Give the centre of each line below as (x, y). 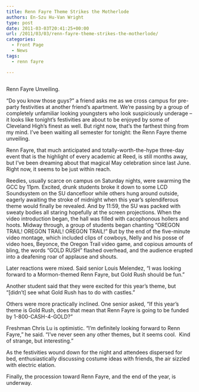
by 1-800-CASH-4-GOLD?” (40, 316)
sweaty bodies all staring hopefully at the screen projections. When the (94, 212)
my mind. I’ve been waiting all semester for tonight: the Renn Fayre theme (97, 132)
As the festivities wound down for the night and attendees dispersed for (94, 352)
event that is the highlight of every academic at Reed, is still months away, (97, 156)
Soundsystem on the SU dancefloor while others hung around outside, (93, 193)
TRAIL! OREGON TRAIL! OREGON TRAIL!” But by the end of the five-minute (98, 231)
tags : (13, 56)
